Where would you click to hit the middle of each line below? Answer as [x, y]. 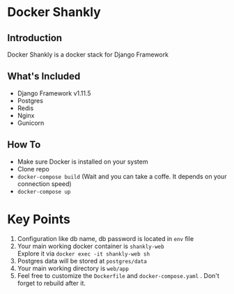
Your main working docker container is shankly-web [91, 246]
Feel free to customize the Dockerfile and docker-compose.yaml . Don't [118, 275]
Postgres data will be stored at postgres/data [82, 261]
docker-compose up [44, 192]
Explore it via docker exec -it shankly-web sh [84, 253]
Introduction [35, 38]
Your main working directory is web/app [73, 268]
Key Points [39, 219]
